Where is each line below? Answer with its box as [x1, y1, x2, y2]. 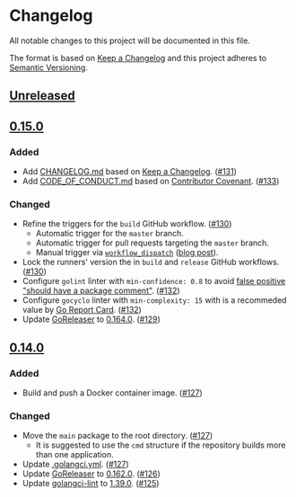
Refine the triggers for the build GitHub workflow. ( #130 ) [22, 218, 232, 229]
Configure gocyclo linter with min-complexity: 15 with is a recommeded [22, 295, 287, 306]
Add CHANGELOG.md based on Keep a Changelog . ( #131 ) [22, 166, 238, 177]
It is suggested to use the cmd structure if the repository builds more [35, 439, 286, 450]
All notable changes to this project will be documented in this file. [9, 35, 251, 46]
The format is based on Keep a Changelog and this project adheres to [9, 52, 267, 63]
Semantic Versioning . [9, 62, 88, 73]
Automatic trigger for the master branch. [35, 228, 184, 239]
